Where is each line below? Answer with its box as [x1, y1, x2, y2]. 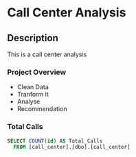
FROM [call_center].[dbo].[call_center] [13, 144, 131, 151]
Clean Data [16, 83, 49, 91]
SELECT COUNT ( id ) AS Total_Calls [7, 137, 103, 145]
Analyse [16, 97, 41, 106]
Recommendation [16, 105, 67, 113]
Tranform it [16, 90, 49, 99]
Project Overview [7, 67, 67, 77]
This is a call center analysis [7, 50, 87, 58]
